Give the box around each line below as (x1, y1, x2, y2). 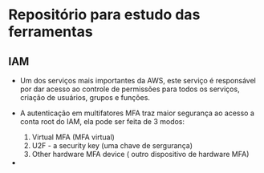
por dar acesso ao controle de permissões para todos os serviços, (19, 84, 240, 94)
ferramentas (8, 22, 94, 41)
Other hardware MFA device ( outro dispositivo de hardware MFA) (31, 150, 250, 159)
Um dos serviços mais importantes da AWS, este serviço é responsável (19, 76, 257, 85)
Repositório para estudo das (8, 6, 201, 24)
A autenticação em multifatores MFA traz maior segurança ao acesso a (19, 108, 255, 118)
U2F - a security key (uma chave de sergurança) (31, 141, 193, 150)
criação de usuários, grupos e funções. (19, 93, 151, 102)
